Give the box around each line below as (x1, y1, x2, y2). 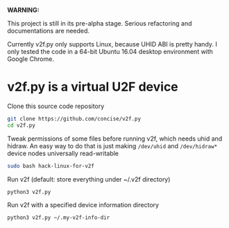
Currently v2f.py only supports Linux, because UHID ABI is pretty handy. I (7, 40, 217, 48)
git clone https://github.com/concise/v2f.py (7, 115, 141, 122)
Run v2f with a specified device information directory (7, 201, 160, 209)
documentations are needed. (7, 27, 90, 35)
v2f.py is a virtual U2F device (7, 79, 178, 95)
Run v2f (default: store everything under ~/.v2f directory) (7, 175, 171, 183)
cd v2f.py (7, 121, 36, 129)
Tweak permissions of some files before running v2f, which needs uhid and (7, 134, 223, 143)
